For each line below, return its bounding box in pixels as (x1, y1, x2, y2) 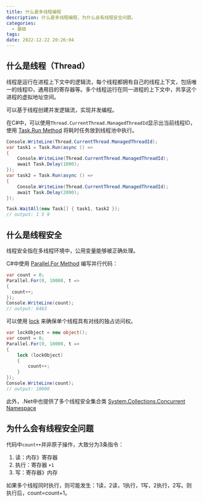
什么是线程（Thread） (6, 61, 90, 71)
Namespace (6, 404, 36, 412)
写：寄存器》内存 (14, 469, 58, 476)
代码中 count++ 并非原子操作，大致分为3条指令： (6, 440, 124, 448)
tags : (6, 31, 20, 38)
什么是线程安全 (6, 230, 62, 240)
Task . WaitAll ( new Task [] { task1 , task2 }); (6, 206, 120, 212)
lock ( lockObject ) (17, 352, 63, 358)
